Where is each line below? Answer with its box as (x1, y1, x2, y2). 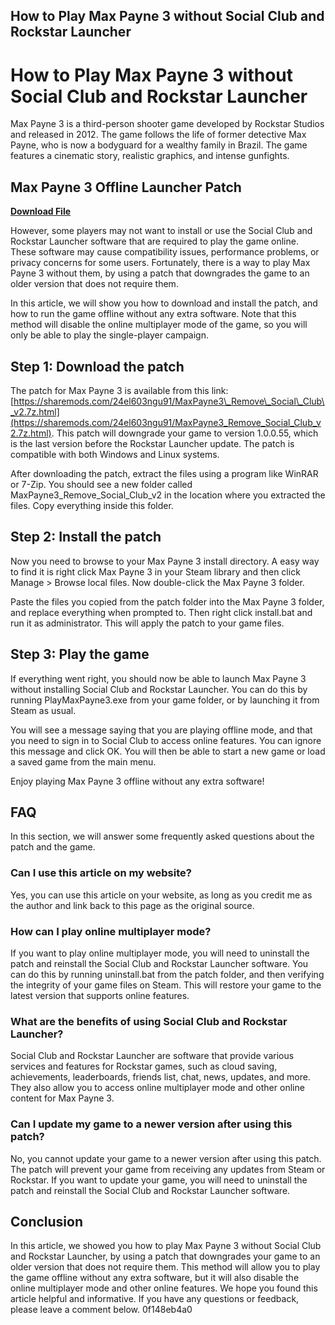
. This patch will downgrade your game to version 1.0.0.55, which (51, 427, 319, 439)
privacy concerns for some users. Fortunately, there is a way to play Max (10, 257, 311, 269)
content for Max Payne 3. (10, 1092, 115, 1104)
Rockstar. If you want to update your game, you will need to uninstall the (10, 1174, 308, 1186)
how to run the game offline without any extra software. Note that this (10, 308, 297, 320)
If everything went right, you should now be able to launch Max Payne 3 (10, 672, 307, 684)
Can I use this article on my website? (10, 866, 192, 880)
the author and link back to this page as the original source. (10, 899, 255, 911)
